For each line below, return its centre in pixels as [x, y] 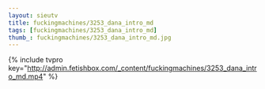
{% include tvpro [36, 60]
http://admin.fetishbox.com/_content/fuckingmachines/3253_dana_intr [142, 69]
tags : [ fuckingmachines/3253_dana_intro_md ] [83, 30]
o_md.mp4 [26, 76]
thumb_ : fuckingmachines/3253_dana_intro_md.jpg [90, 37]
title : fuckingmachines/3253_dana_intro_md [81, 23]
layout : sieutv [33, 15]
